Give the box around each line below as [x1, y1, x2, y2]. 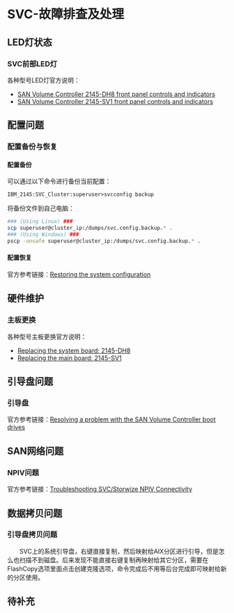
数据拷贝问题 [7, 507, 63, 519]
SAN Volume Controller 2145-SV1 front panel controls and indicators [17, 97, 214, 105]
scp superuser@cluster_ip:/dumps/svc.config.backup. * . [7, 224, 173, 232]
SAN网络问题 [7, 445, 64, 457]
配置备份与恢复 [7, 142, 58, 152]
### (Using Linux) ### [7, 218, 73, 225]
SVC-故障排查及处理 [7, 6, 124, 22]
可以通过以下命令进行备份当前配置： [7, 177, 111, 185]
